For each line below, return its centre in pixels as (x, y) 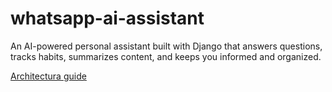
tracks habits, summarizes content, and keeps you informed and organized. (166, 56)
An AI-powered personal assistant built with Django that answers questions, (166, 46)
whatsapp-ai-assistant (107, 18)
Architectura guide (48, 76)
